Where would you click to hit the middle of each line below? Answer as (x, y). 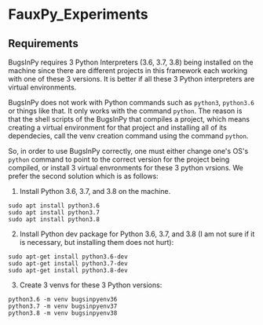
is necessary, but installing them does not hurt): (97, 242)
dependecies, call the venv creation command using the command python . (128, 136)
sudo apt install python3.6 (54, 206)
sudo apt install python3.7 (54, 213)
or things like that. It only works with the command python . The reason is (125, 111)
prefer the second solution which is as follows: (83, 176)
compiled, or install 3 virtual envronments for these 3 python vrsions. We (126, 168)
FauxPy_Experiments (79, 15)
